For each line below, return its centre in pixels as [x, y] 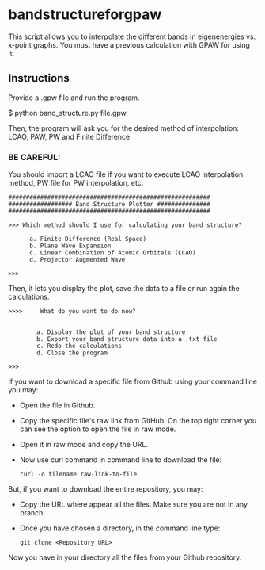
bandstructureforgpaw [85, 15]
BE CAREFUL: [34, 157]
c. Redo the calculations [79, 346]
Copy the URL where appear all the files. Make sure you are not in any [133, 504]
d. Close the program [72, 353]
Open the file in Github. [57, 405]
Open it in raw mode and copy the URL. [84, 445]
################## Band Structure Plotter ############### [110, 205]
